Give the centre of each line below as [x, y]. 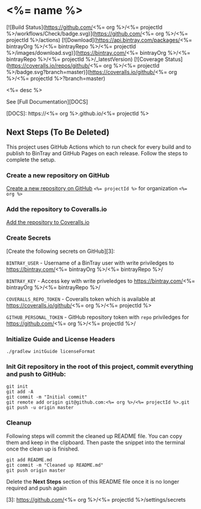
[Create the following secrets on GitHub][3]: [61, 251]
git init [17, 387]
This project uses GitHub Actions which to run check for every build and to [99, 147]
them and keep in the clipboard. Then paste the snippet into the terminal [96, 442]
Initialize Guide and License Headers [61, 339]
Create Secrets [29, 238]
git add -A [20, 392]
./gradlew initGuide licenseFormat [51, 351]
